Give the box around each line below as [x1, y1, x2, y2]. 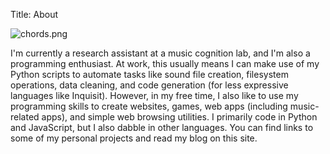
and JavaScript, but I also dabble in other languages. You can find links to [10, 122, 314, 133]
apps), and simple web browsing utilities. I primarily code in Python [41, 111, 318, 123]
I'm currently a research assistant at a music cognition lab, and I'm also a [10, 47, 311, 59]
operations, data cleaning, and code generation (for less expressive [10, 79, 289, 91]
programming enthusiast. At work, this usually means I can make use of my [10, 58, 320, 69]
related [10, 111, 40, 123]
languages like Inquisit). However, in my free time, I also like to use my [10, 90, 299, 101]
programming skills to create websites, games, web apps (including [10, 100, 288, 112]
